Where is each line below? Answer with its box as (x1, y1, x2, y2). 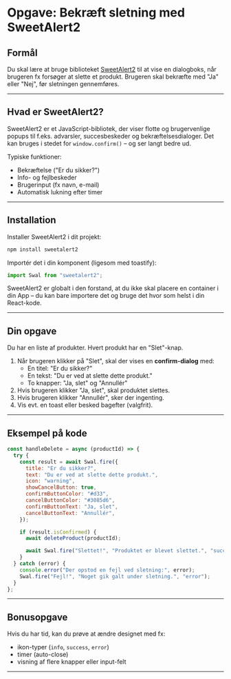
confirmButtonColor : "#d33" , (25, 491, 109, 498)
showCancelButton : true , (25, 484, 97, 491)
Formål (7, 47, 38, 59)
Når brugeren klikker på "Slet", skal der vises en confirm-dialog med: (16, 357, 214, 365)
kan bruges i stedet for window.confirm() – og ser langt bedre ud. (7, 139, 191, 148)
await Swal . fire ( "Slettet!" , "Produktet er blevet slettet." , (25, 547, 208, 554)
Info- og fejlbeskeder (16, 173, 77, 181)
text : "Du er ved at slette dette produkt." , (25, 471, 158, 478)
